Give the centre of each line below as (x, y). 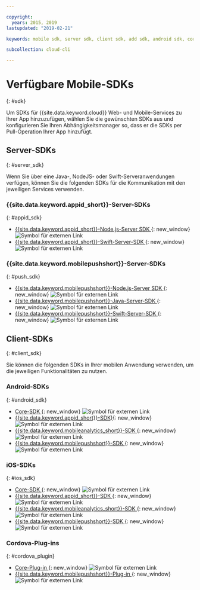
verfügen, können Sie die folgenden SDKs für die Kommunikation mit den (96, 182)
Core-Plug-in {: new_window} (51, 568)
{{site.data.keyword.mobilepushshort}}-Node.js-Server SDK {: (91, 288)
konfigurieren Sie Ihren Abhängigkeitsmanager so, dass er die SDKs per (94, 126)
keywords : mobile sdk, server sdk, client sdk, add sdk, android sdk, (96, 39)
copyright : (20, 17)
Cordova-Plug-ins (33, 543)
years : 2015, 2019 (35, 22)
